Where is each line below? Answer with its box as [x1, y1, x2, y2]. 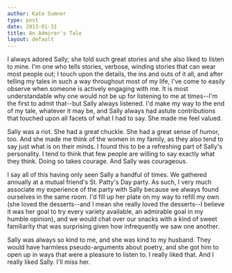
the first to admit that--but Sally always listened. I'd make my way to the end [7, 99, 225, 108]
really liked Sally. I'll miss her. [7, 258, 91, 266]
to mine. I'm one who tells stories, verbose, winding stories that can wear [7, 63, 216, 71]
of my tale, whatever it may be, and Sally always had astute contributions [7, 107, 216, 115]
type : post [7, 17, 39, 24]
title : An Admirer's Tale [7, 29, 82, 37]
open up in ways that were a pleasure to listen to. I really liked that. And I [7, 251, 214, 259]
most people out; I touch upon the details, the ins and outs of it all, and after [7, 70, 224, 78]
